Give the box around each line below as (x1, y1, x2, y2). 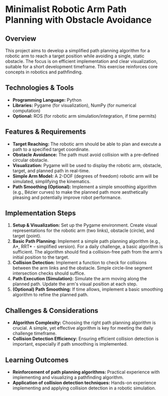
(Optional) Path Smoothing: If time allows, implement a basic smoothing (12, 286, 163, 292)
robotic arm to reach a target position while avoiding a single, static (5, 53, 145, 59)
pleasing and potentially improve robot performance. (12, 194, 122, 200)
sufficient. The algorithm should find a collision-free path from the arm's (12, 249, 162, 255)
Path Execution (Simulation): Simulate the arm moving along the (12, 276, 147, 282)
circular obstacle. (12, 157, 49, 163)
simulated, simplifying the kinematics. (12, 178, 91, 184)
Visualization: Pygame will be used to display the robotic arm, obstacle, (12, 162, 162, 168)
